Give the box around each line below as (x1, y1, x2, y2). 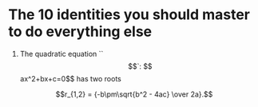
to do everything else (8, 22, 153, 41)
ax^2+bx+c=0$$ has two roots (19, 73, 121, 83)
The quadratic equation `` (19, 49, 104, 58)
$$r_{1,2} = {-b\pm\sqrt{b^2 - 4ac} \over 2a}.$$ (55, 89, 213, 99)
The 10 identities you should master (8, 6, 250, 24)
